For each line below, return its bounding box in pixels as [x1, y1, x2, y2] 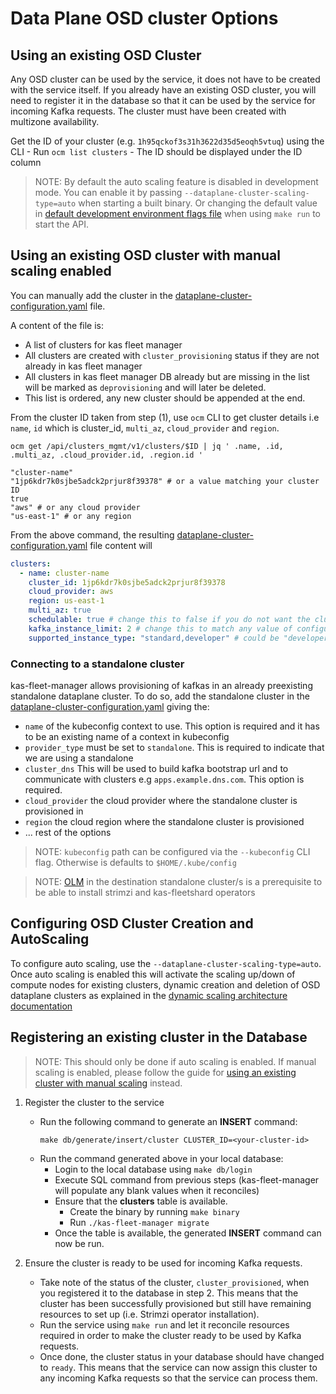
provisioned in [24, 805, 84, 817]
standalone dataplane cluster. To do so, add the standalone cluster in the [10, 690, 311, 702]
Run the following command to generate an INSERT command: [39, 1115, 298, 1127]
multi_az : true [28, 605, 92, 616]
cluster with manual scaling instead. [34, 1077, 183, 1089]
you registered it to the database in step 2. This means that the [39, 1287, 299, 1299]
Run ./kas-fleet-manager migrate [69, 1216, 210, 1228]
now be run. [54, 1237, 105, 1249]
